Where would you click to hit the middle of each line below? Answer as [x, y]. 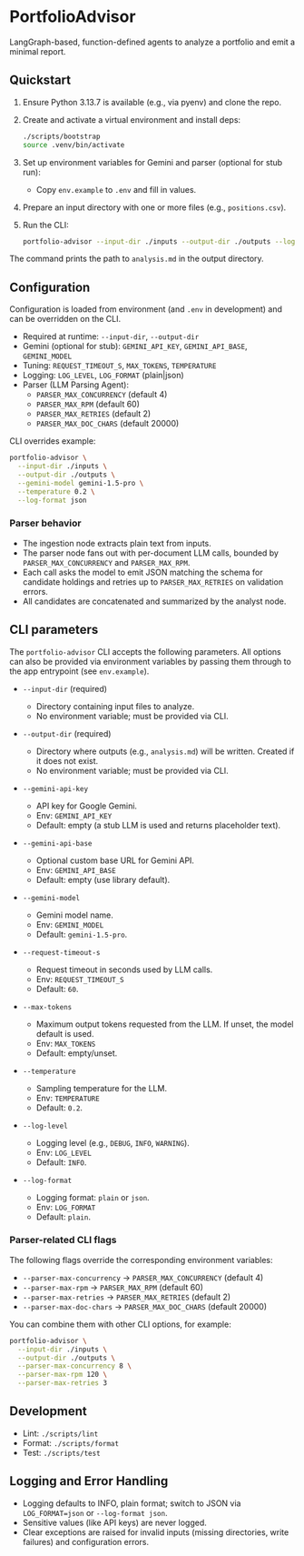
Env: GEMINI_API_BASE [76, 869]
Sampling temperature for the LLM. [102, 1088]
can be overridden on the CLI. [65, 319]
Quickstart [40, 80]
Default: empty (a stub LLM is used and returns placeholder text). [158, 825]
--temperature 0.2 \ [56, 492]
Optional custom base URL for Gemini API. [115, 860]
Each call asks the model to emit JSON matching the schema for [142, 572]
